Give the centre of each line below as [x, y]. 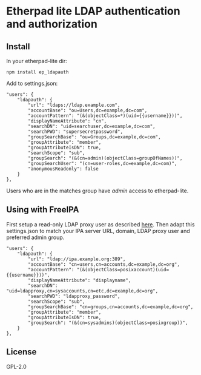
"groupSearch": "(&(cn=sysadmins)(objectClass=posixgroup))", [108, 323]
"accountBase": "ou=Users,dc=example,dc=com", [88, 110]
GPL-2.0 [17, 367]
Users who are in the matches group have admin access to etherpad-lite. [97, 191]
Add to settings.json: [32, 83]
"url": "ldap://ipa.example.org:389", [77, 259]
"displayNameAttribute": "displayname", [80, 280]
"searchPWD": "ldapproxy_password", [74, 296]
